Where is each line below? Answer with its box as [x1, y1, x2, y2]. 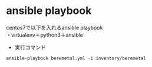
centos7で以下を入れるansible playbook [6, 24, 103, 31]
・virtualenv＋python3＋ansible [6, 31, 84, 38]
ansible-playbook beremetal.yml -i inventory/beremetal [6, 55, 146, 61]
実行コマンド [14, 44, 46, 51]
